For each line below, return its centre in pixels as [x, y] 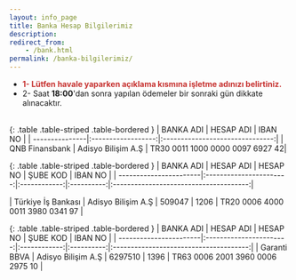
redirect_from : [37, 42]
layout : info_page [43, 17]
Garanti [274, 247]
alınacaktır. [42, 103]
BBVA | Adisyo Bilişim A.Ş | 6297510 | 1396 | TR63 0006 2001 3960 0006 [143, 257]
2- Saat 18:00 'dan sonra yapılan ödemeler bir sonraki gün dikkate [143, 93]
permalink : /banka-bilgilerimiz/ [71, 59]
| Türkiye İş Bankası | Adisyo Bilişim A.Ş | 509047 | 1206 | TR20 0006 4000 [147, 202]
